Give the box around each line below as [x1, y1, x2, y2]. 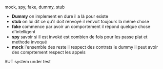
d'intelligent [11, 29, 36, 34]
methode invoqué [11, 39, 47, 45]
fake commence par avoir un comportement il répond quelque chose [11, 24, 151, 29]
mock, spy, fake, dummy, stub [4, 4, 65, 10]
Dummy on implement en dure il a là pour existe [11, 14, 108, 19]
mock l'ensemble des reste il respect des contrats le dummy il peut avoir [11, 44, 158, 50]
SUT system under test [4, 59, 51, 64]
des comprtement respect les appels [11, 49, 86, 55]
